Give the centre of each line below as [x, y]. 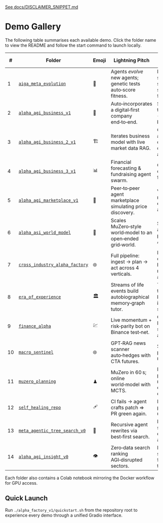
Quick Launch [26, 498]
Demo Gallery [33, 27]
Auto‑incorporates [132, 104]
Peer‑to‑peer [125, 188]
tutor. [117, 309]
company [122, 116]
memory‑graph [128, 303]
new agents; [125, 77]
